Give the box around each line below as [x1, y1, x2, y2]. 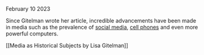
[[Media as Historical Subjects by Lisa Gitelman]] [5, 42, 129, 49]
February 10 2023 [5, 5, 51, 12]
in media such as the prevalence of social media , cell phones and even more [5, 24, 199, 31]
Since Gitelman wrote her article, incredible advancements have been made [5, 17, 197, 24]
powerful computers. [5, 30, 59, 37]
